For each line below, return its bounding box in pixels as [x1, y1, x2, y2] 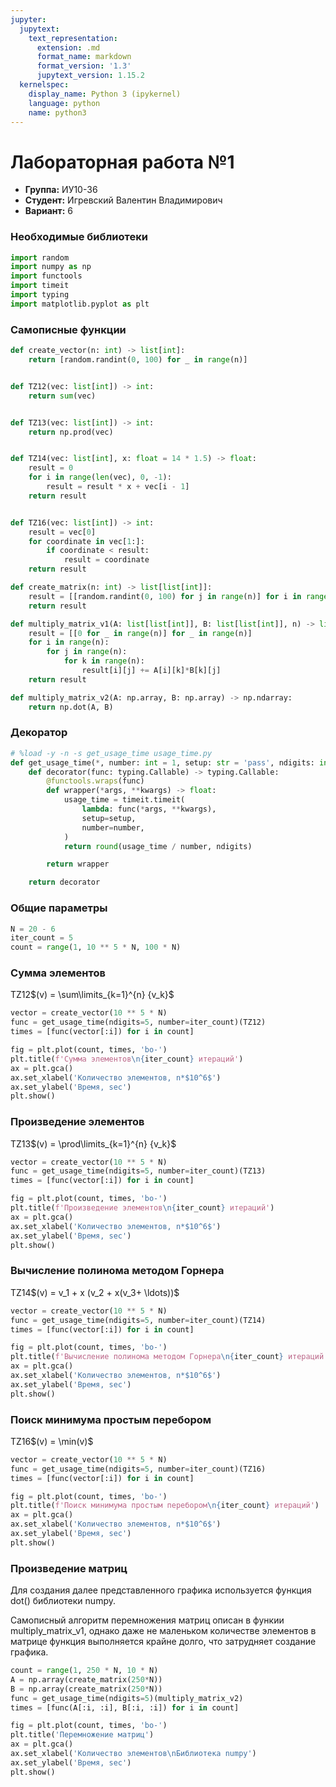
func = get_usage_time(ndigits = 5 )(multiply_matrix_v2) [10, 1693, 244, 1703]
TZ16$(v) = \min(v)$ [10, 1435, 94, 1447]
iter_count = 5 [10, 933, 74, 943]
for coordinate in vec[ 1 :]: [28, 536, 145, 546]
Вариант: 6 [24, 205, 73, 217]
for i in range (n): [28, 637, 110, 648]
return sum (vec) [28, 391, 97, 401]
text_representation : [28, 33, 118, 43]
